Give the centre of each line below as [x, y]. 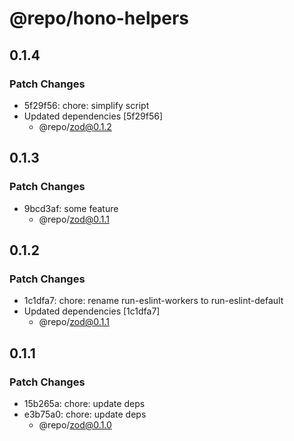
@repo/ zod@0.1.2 [75, 126]
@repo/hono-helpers [99, 18]
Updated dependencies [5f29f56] [93, 116]
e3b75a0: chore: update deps [85, 414]
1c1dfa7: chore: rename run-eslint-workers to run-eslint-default [153, 301]
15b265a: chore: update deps [84, 403]
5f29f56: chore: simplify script [86, 105]
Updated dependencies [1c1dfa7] [92, 311]
